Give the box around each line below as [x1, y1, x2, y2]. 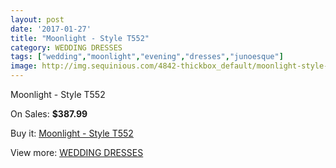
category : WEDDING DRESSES [10, 42, 123, 53]
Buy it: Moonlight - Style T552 [10, 127, 134, 139]
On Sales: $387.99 [10, 108, 88, 120]
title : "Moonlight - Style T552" [10, 33, 150, 43]
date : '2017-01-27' [10, 24, 92, 34]
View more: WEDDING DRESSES [10, 147, 144, 158]
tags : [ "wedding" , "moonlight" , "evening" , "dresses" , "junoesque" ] [10, 52, 284, 62]
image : [10, 61, 38, 71]
